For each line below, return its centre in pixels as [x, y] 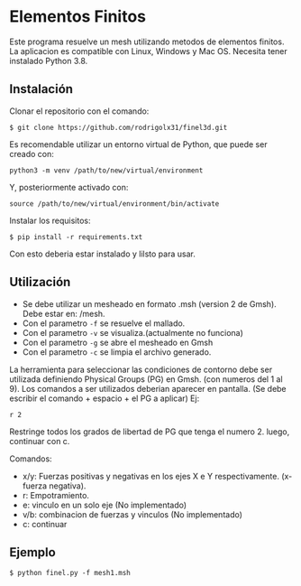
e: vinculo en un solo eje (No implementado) [105, 505]
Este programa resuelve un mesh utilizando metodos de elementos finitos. [147, 42]
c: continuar [45, 524]
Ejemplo [32, 552]
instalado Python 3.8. [49, 60]
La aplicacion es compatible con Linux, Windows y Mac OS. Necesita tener [149, 51]
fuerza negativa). [54, 486]
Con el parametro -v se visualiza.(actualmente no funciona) [132, 332]
